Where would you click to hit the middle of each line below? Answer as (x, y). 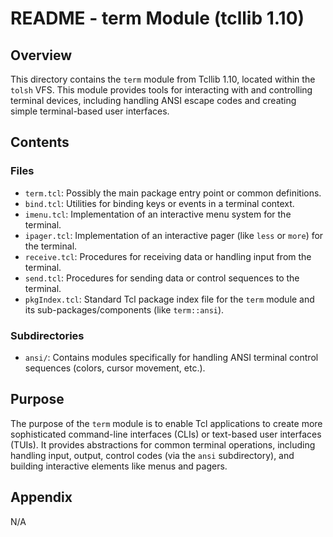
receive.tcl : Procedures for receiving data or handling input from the (168, 256)
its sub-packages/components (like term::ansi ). (124, 309)
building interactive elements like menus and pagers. (119, 466)
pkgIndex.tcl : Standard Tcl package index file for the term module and (169, 299)
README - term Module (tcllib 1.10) (157, 18)
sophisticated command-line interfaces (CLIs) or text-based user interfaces (166, 434)
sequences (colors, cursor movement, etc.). (115, 368)
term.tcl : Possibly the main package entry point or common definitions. (173, 193)
